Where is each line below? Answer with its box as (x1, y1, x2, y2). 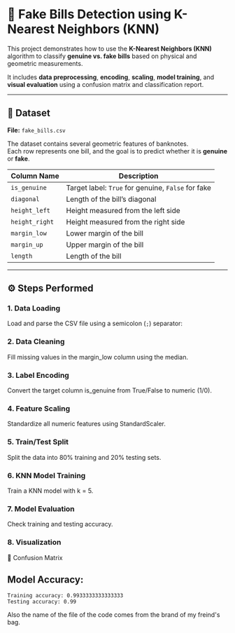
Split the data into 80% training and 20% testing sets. (7, 453, 162, 461)
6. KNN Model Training (7, 470, 86, 480)
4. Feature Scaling (7, 403, 71, 413)
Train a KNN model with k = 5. (7, 486, 94, 495)
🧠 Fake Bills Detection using (7, 6, 171, 22)
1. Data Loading (7, 304, 61, 313)
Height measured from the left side (66, 205, 180, 215)
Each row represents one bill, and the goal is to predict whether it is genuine (7, 147, 227, 155)
